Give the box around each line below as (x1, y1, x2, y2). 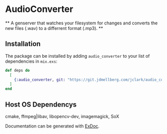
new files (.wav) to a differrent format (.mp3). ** (5, 25, 103, 31)
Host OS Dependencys (5, 100, 77, 109)
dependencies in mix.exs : (5, 58, 58, 64)
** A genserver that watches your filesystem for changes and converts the (5, 20, 158, 26)
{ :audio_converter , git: (14, 77, 66, 82)
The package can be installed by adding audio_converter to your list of (5, 53, 150, 59)
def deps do (5, 68, 30, 73)
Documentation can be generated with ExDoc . (5, 123, 100, 129)
